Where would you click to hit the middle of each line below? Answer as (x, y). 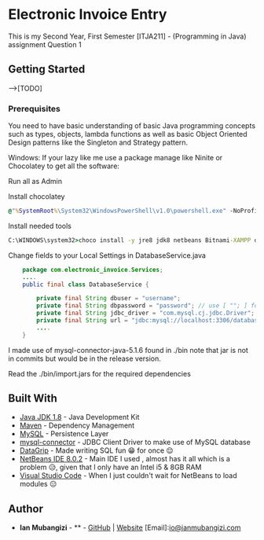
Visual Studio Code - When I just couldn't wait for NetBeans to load (128, 476)
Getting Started (47, 70)
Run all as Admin (35, 182)
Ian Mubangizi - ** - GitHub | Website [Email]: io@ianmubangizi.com (130, 527)
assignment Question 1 (45, 44)
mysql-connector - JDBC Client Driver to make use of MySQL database (135, 443)
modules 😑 (38, 484)
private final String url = (82, 321)
